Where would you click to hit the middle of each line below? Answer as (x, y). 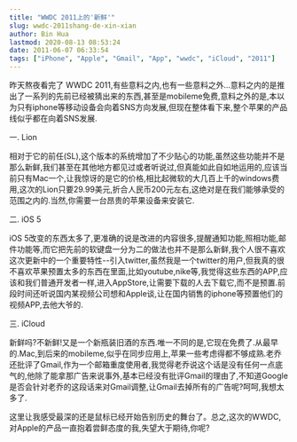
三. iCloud (27, 324)
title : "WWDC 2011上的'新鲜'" (62, 17)
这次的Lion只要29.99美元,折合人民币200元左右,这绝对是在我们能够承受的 (152, 189)
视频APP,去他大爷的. (47, 304)
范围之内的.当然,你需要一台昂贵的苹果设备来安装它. (102, 200)
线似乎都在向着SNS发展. (53, 118)
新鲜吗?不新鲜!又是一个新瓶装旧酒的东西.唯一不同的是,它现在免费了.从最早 (144, 342)
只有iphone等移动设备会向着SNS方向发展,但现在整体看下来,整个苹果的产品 (152, 107)
